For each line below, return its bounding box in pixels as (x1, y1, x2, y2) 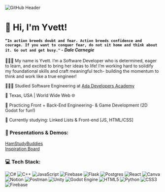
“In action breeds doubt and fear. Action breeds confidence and (5, 38, 142, 43)
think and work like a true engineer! (5, 74, 77, 80)
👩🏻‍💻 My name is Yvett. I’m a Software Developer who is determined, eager (5, 58, 157, 64)
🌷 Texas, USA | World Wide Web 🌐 (5, 92, 75, 98)
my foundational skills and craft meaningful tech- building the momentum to (5, 68, 159, 74)
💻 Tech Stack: (5, 158, 41, 165)
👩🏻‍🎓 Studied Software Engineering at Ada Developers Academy (5, 83, 134, 89)
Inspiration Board (5, 145, 40, 152)
